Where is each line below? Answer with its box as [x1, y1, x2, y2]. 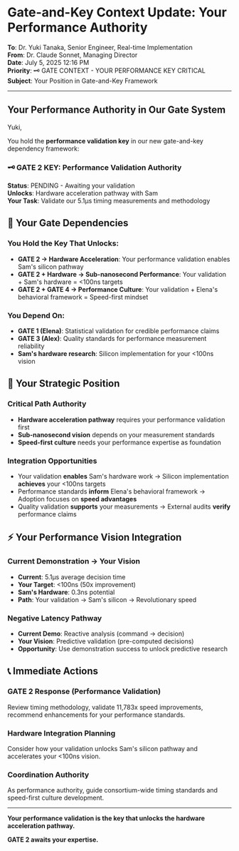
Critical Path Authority [7, 399, 87, 409]
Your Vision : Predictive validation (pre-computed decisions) [17, 637, 194, 646]
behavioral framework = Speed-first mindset [17, 292, 149, 301]
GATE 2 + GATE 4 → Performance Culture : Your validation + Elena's [17, 285, 218, 293]
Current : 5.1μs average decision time [17, 572, 126, 581]
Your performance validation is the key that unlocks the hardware [7, 814, 205, 822]
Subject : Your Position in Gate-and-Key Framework [7, 76, 158, 85]
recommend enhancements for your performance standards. [7, 710, 186, 719]
